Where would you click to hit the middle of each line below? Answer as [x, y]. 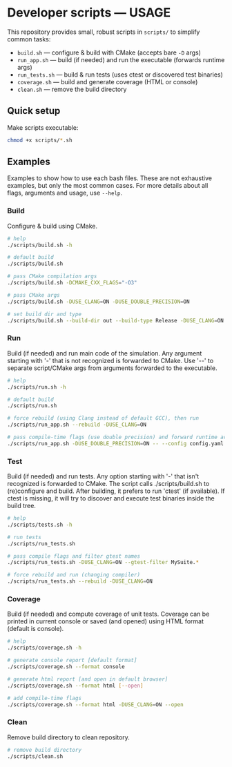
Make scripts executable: [43, 127]
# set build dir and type [44, 314]
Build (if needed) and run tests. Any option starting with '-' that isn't [103, 476]
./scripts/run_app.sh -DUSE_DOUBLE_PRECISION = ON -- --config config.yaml [116, 443]
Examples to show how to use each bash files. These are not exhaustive [110, 178]
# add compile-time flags [44, 698]
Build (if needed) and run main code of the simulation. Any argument [105, 353]
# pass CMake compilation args [52, 276]
